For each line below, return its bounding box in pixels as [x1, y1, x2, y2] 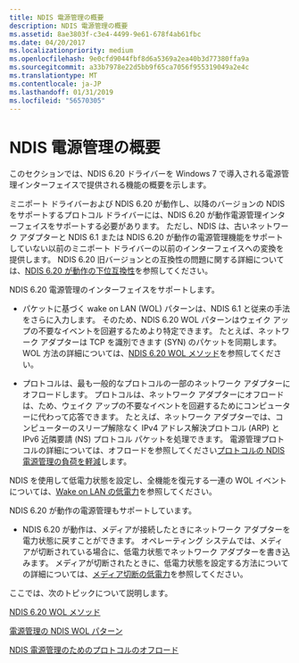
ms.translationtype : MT [9, 71, 98, 80]
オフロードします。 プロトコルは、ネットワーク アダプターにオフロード [21, 389, 285, 400]
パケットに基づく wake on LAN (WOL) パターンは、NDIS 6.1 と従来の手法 [21, 303, 291, 314]
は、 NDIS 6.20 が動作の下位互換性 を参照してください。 [9, 265, 213, 277]
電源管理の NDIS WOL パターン [9, 626, 123, 636]
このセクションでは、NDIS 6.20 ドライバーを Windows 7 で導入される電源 [9, 169, 282, 179]
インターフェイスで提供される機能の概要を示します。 [16, 179, 212, 190]
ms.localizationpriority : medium [9, 46, 134, 55]
